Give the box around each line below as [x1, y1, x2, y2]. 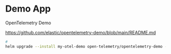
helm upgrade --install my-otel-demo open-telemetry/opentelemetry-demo [5, 44, 163, 49]
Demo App [5, 3, 51, 15]
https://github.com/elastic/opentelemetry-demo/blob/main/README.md [5, 29, 156, 35]
